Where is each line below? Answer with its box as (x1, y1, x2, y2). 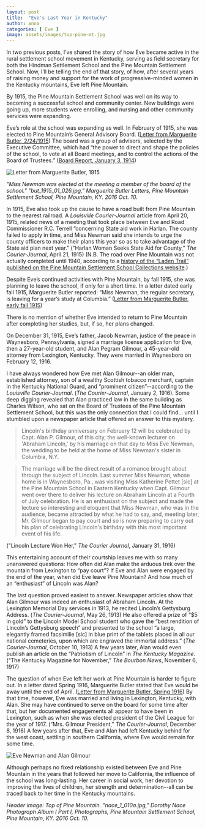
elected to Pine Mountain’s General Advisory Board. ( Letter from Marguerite (6, 131, 197, 138)
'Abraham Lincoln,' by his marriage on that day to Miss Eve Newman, (21, 440, 195, 447)
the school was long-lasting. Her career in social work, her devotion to (6, 777, 184, 784)
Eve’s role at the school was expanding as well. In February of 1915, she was (6, 124, 198, 132)
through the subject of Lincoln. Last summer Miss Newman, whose (21, 472, 190, 479)
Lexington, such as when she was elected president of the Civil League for (6, 714, 195, 722)
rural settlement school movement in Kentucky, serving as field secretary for (6, 55, 199, 62)
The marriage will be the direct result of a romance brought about (21, 465, 187, 472)
